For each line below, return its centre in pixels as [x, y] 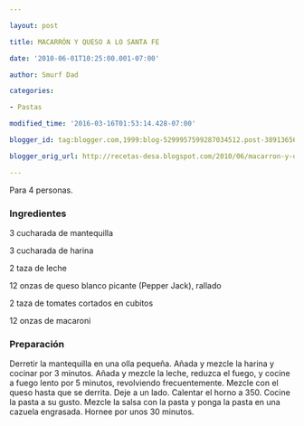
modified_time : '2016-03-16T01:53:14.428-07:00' [103, 124]
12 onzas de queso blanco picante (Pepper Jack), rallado [115, 285]
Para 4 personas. [42, 190]
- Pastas [26, 108]
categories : [32, 91]
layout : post [34, 25]
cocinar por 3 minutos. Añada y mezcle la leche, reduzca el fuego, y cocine [150, 374]
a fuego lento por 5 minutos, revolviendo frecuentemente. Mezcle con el [144, 383]
